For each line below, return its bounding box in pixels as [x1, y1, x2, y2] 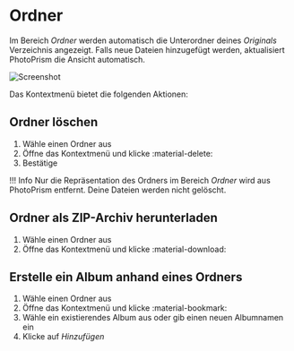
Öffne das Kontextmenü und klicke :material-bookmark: [22, 303, 228, 313]
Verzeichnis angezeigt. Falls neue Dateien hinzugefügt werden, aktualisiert [9, 44, 285, 55]
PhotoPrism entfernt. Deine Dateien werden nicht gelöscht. [9, 184, 227, 195]
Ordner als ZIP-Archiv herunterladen [9, 210, 218, 226]
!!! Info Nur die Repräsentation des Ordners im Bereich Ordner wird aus [9, 175, 271, 185]
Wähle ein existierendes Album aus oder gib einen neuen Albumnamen [22, 312, 284, 323]
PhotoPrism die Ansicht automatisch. [9, 54, 146, 64]
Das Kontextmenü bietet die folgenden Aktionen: [9, 89, 188, 99]
